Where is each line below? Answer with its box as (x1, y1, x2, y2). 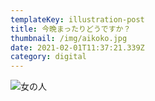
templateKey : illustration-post (10, 14, 145, 25)
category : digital (10, 52, 87, 62)
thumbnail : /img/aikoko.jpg (10, 33, 128, 43)
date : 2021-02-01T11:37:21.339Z (10, 42, 145, 53)
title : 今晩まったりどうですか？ (10, 24, 132, 34)
